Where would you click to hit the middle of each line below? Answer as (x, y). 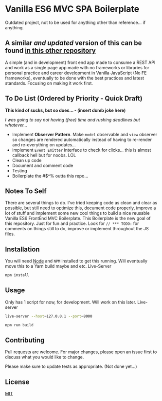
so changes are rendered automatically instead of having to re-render (82, 140)
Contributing (25, 340)
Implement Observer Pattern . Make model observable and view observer (84, 134)
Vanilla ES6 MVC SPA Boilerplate (72, 9)
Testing (20, 170)
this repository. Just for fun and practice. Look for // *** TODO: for (72, 223)
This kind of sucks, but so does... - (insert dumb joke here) (65, 110)
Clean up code (27, 160)
